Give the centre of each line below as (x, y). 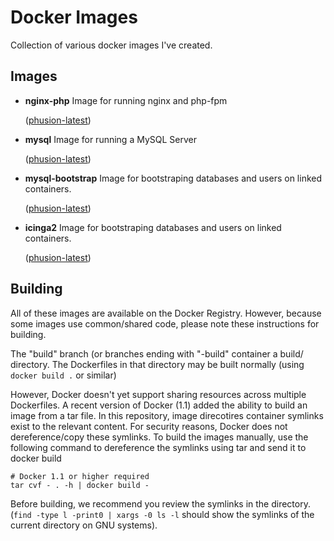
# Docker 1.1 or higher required (80, 476)
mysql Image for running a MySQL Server (110, 139)
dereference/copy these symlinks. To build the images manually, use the (159, 437)
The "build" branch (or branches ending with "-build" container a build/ (157, 353)
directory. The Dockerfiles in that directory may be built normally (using (157, 364)
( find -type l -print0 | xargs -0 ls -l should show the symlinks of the (162, 514)
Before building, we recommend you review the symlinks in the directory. (160, 503)
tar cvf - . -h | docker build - (80, 485)
